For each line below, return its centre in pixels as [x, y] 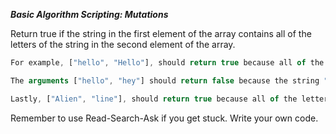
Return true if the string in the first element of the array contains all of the [161, 33]
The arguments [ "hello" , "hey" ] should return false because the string [165, 80]
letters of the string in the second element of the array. [123, 44]
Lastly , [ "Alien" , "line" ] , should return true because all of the [154, 99]
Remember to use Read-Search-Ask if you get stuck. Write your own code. [164, 118]
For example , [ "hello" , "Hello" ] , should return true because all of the [167, 63]
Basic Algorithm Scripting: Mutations [89, 14]
